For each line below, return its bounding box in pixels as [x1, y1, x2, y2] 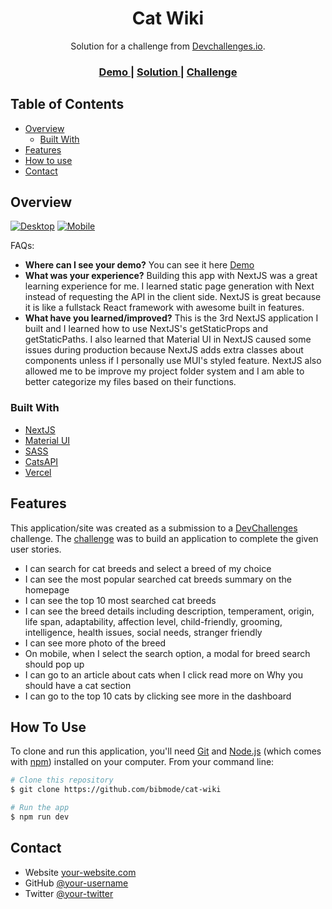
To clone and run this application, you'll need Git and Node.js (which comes [10, 745, 322, 757]
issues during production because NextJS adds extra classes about [24, 344, 304, 356]
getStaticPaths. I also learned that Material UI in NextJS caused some [24, 333, 312, 346]
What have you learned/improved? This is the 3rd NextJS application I [24, 312, 319, 324]
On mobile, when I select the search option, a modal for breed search [24, 647, 311, 659]
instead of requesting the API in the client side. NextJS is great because [24, 291, 322, 303]
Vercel [24, 466, 52, 478]
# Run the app [10, 803, 70, 813]
